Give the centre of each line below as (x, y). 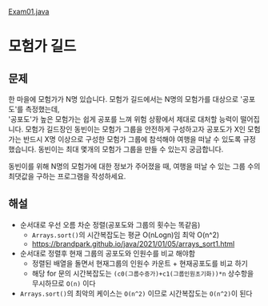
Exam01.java (29, 12)
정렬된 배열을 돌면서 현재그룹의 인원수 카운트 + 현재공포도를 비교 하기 (140, 263)
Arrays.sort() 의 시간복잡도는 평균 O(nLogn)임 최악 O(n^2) (126, 235)
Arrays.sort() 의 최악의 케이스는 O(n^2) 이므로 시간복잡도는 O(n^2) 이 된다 (136, 293)
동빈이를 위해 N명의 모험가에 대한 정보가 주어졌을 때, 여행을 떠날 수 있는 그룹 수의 (134, 166)
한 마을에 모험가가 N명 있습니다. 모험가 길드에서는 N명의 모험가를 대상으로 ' (125, 99)
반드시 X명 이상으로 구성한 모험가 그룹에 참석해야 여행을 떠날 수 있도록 (132, 139)
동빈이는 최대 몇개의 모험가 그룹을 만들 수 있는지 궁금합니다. (131, 149)
